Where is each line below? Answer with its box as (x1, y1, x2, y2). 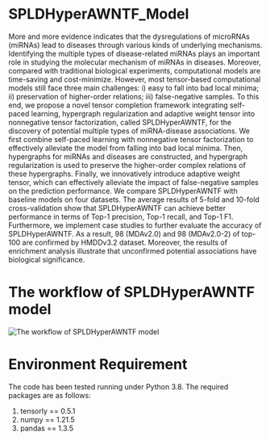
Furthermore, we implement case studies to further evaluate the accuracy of (8, 220, 262, 230)
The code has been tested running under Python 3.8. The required (8, 381, 229, 392)
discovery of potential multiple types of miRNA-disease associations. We (8, 126, 250, 136)
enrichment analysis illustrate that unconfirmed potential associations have (8, 246, 257, 255)
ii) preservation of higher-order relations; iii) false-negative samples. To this (8, 91, 260, 101)
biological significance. (8, 254, 85, 264)
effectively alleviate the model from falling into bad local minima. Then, (8, 143, 243, 153)
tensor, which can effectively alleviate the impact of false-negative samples (8, 177, 260, 187)
